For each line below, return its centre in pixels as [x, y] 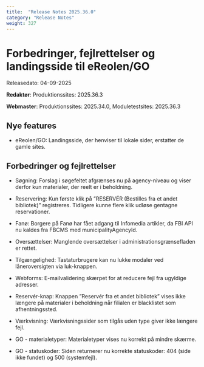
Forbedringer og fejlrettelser [61, 166]
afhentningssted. [36, 309]
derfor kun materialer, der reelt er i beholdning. [73, 187]
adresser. [27, 284]
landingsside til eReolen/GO [78, 66]
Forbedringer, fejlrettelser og [81, 53]
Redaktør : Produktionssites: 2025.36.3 [55, 95]
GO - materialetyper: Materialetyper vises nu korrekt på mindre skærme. [106, 339]
